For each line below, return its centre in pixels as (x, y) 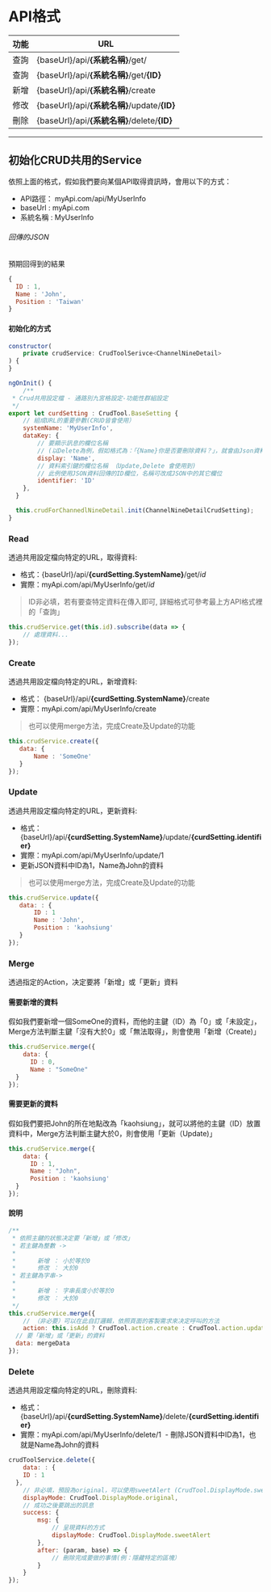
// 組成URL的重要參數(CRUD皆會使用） (79, 421)
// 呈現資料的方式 (78, 1528)
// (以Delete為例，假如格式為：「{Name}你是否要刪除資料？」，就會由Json (146, 451)
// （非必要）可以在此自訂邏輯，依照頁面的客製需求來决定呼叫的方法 (121, 1321)
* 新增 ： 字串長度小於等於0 (63, 1291)
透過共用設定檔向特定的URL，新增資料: (73, 681)
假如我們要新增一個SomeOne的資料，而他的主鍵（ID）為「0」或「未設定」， (135, 1021)
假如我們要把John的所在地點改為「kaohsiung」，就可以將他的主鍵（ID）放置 (134, 1123)
